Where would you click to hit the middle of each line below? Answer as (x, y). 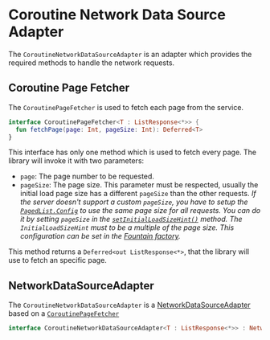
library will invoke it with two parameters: (76, 161)
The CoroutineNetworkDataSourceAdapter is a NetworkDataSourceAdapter (129, 305)
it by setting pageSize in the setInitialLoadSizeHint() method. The (131, 219)
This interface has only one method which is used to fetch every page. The (133, 152)
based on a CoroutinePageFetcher (64, 313)
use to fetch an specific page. (57, 260)
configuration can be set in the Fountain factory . (100, 236)
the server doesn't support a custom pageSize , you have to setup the (134, 202)
